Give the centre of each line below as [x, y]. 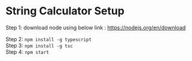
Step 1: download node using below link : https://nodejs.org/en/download [96, 28]
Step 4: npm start [27, 51]
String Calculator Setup [65, 11]
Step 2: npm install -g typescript [49, 39]
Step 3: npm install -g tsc [39, 45]
